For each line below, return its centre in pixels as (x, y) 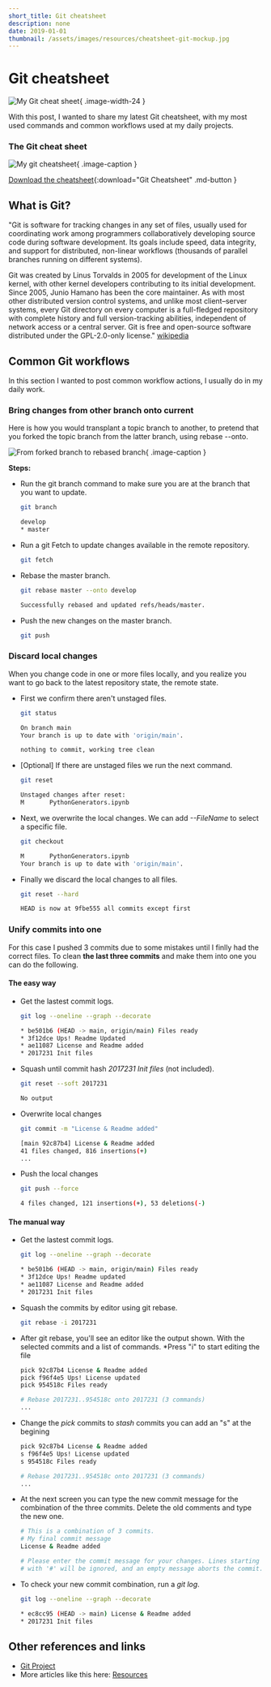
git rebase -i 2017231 (58, 1322)
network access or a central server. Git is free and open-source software (130, 327)
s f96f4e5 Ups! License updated (74, 1454)
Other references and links (77, 1646)
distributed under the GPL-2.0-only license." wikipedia (99, 336)
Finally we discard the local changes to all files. (99, 879)
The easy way (32, 983)
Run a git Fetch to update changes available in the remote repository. (135, 546)
